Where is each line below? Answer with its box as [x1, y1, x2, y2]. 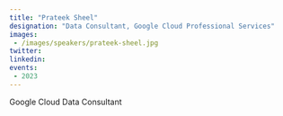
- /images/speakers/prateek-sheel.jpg [13, 38, 159, 48]
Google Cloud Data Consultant [9, 96, 123, 107]
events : [9, 64, 39, 73]
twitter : [9, 47, 42, 56]
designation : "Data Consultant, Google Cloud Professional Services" [9, 22, 276, 31]
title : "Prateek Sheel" [9, 13, 99, 22]
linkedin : [9, 55, 47, 64]
